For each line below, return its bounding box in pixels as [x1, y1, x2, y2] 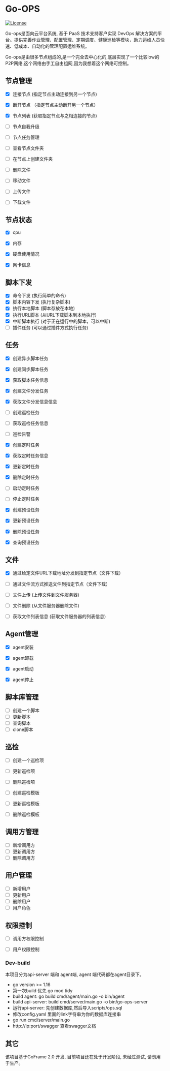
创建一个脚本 [12, 707, 39, 713]
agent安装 [12, 644, 34, 650]
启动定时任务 [12, 485, 39, 491]
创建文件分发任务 [12, 387, 49, 394]
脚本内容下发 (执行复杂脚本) [12, 299, 71, 305]
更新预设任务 [12, 517, 39, 524]
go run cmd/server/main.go [12, 1017, 70, 1023]
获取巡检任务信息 [12, 420, 49, 426]
